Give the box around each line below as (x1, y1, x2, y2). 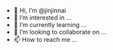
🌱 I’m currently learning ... (13, 21, 87, 28)
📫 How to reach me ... (13, 36, 77, 43)
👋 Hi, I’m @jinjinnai (13, 7, 66, 14)
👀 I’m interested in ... (13, 14, 72, 22)
